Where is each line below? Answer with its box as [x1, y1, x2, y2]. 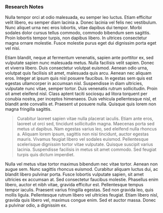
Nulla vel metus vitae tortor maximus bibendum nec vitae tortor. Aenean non [5, 161, 158, 167]
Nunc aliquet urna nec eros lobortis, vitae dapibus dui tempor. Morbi [5, 25, 142, 31]
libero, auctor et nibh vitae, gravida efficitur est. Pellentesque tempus [5, 182, 144, 188]
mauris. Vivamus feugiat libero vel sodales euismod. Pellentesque [17, 136, 149, 142]
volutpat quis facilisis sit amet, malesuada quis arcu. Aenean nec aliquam [5, 70, 152, 76]
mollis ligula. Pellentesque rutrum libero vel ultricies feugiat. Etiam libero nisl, [5, 192, 159, 198]
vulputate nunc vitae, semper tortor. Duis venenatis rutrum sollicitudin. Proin [5, 86, 158, 92]
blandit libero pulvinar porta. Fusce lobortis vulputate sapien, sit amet [5, 171, 144, 178]
